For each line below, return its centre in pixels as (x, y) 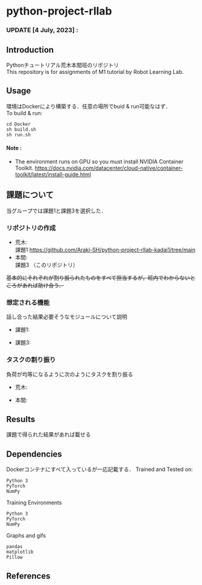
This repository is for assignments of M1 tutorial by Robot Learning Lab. (95, 71)
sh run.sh (19, 134)
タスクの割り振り (31, 360)
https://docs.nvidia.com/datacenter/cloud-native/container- (109, 168)
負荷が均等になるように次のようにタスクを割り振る (70, 374)
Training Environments (34, 503)
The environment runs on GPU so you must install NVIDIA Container (99, 161)
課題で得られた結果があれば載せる (49, 435)
